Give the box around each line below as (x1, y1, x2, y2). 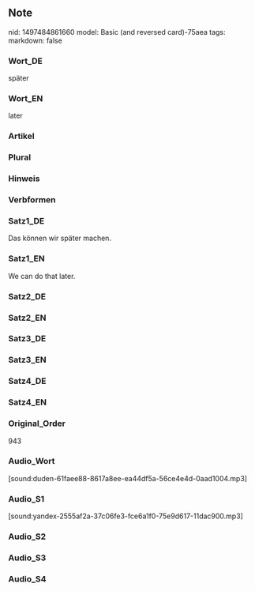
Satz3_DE (8, 333, 47, 344)
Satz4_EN (8, 397, 47, 408)
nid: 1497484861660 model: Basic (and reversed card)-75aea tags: (8, 27, 227, 36)
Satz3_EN (8, 355, 47, 366)
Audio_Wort (8, 456, 55, 467)
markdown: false (8, 36, 63, 45)
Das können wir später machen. (8, 233, 112, 243)
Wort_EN (8, 93, 43, 104)
